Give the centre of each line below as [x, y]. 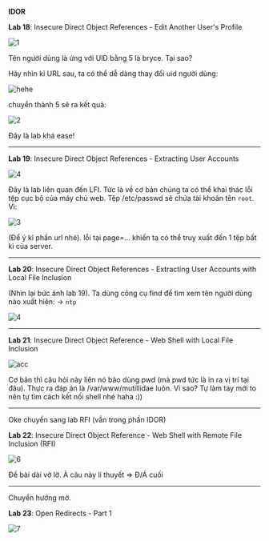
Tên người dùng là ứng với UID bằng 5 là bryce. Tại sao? [100, 58]
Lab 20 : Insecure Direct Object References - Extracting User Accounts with [132, 269]
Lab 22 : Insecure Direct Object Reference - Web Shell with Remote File [125, 435]
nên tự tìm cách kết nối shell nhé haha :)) [75, 397]
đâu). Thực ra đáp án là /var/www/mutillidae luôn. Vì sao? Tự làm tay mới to [132, 388]
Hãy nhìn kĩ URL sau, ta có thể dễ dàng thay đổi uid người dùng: [113, 74]
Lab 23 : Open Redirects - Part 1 [60, 513]
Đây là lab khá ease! [42, 136]
